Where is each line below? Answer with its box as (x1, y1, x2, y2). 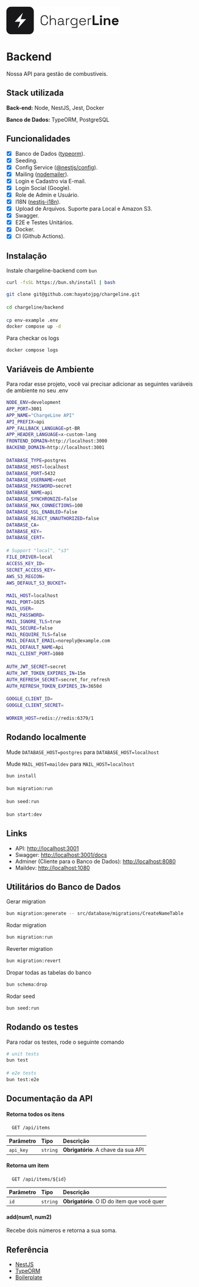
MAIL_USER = (6, 606, 34, 612)
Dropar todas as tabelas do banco (6, 969, 92, 976)
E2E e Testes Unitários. (15, 219, 74, 226)
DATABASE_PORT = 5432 (6, 470, 56, 477)
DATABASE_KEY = (6, 528, 43, 535)
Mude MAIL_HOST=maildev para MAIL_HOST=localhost (6, 760, 135, 768)
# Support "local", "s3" (6, 548, 69, 554)
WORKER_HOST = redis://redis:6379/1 (6, 715, 94, 721)
